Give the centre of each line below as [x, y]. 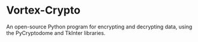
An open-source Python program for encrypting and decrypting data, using [99, 27]
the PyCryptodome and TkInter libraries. [56, 33]
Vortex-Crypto [43, 10]
